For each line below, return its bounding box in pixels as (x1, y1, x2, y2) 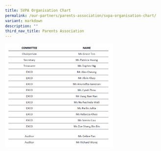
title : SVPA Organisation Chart (5, 8, 71, 13)
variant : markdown (5, 18, 43, 23)
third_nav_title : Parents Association (5, 29, 84, 34)
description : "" (5, 24, 38, 29)
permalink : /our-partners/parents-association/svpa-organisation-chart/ (5, 13, 157, 18)
